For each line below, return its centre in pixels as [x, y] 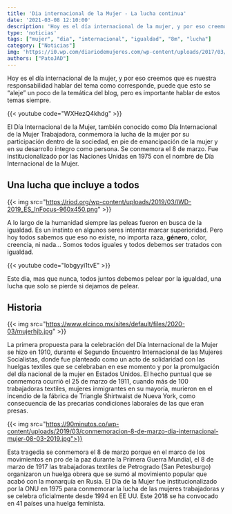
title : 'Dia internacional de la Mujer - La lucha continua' [97, 13]
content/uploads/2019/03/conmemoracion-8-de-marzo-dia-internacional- [113, 431]
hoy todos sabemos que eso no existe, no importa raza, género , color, [107, 237]
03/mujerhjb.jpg [30, 331]
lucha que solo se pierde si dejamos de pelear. [73, 286]
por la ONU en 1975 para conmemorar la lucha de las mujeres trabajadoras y [116, 489]
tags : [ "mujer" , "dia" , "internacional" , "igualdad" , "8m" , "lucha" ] [109, 39]
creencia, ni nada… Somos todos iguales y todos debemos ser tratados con [115, 244]
